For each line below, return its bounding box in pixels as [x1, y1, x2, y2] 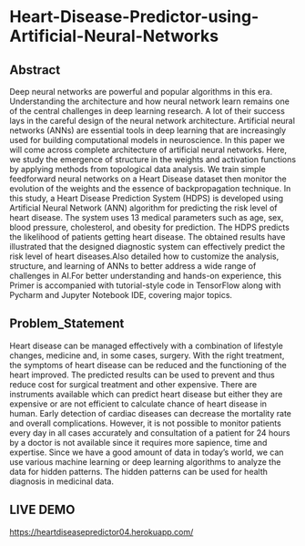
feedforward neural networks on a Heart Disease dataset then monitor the [9, 173, 287, 184]
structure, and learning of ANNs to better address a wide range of [9, 261, 257, 271]
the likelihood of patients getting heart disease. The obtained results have [9, 232, 286, 242]
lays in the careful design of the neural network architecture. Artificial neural [9, 116, 296, 126]
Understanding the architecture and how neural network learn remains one [9, 96, 290, 107]
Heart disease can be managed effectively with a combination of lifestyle [9, 340, 284, 351]
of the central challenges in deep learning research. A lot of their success [9, 106, 285, 116]
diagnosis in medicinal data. [9, 476, 114, 487]
